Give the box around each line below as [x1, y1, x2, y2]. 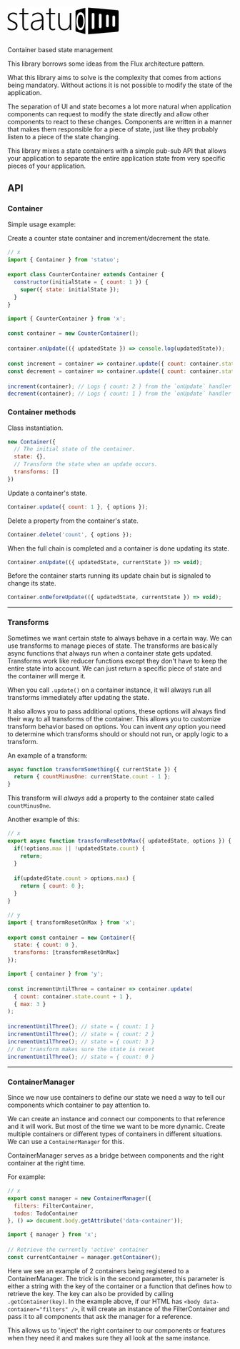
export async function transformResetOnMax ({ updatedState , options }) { [7, 838, 232, 845]
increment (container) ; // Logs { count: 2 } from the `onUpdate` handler [7, 383, 232, 390]
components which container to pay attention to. [7, 1100, 151, 1109]
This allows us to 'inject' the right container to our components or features [7, 1325, 226, 1335]
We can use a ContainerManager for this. [7, 1137, 125, 1145]
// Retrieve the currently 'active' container [7, 1246, 149, 1253]
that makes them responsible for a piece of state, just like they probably [7, 125, 219, 134]
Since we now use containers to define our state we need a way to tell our [7, 1093, 226, 1101]
